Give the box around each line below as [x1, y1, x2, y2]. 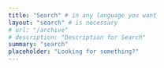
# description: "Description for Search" [8, 33, 147, 41]
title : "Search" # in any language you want [8, 11, 157, 20]
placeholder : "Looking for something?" [8, 48, 140, 55]
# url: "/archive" [8, 26, 69, 34]
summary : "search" [8, 41, 69, 48]
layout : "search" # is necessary [8, 19, 118, 27]
